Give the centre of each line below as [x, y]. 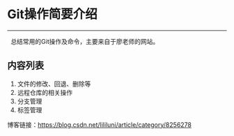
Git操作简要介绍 [52, 14]
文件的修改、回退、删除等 [54, 84]
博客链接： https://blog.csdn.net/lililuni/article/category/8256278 [99, 124]
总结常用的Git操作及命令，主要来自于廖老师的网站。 [85, 41]
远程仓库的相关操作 [45, 92]
